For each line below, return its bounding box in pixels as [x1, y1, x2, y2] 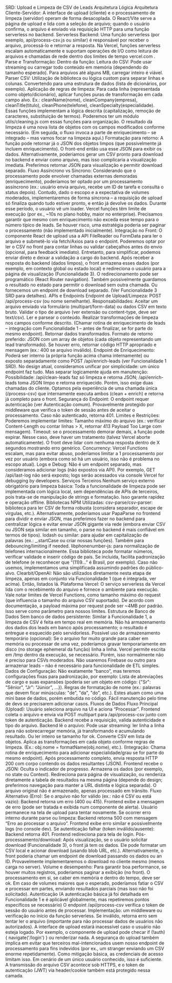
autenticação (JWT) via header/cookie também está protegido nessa [5, 967, 150, 973]
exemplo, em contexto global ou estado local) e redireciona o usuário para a [5, 266, 166, 271]
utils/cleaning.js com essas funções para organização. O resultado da [5, 119, 153, 124]
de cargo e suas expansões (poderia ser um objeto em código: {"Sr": [5, 679, 151, 685]
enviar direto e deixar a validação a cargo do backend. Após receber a [5, 254, 154, 261]
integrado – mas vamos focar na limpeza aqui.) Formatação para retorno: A [5, 135, 164, 141]
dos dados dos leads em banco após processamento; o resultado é [5, 625, 147, 630]
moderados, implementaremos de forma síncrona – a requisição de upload [5, 195, 163, 201]
